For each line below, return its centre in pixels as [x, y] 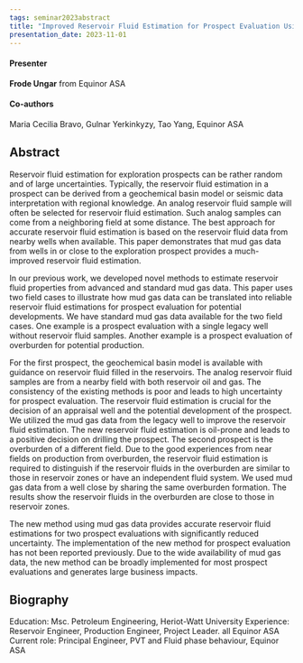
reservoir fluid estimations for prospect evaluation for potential [125, 307]
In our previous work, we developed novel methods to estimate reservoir [144, 278]
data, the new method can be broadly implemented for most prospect [138, 562]
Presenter [28, 63]
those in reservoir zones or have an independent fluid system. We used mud [151, 477]
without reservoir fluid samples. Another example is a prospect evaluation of [151, 336]
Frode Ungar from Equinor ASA [68, 83]
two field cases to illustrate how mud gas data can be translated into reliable [151, 297]
